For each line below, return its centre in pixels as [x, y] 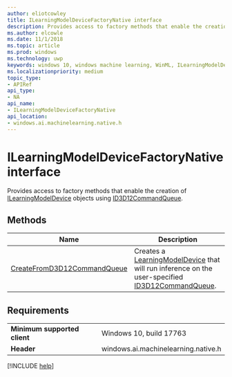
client [20, 338]
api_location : [28, 116]
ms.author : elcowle [35, 33]
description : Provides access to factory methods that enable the [105, 26]
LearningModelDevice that [177, 260]
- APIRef [20, 84]
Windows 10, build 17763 [144, 333]
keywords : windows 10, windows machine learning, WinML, [91, 65]
